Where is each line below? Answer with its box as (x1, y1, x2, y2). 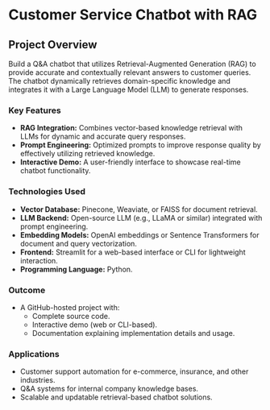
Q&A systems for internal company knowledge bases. (19, 384, 199, 394)
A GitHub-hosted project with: (19, 302, 120, 312)
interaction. (19, 255, 58, 265)
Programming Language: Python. (19, 264, 133, 274)
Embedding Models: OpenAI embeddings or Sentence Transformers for (19, 230, 260, 239)
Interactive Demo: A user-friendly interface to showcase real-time (19, 157, 242, 167)
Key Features (8, 105, 62, 116)
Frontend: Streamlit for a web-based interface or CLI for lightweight (19, 247, 246, 257)
